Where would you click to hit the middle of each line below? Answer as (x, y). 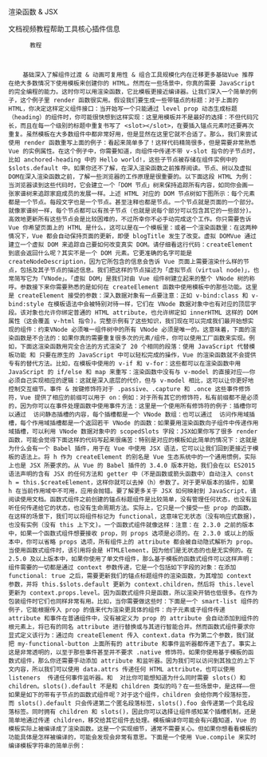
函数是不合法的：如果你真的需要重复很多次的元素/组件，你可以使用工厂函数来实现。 (132, 338)
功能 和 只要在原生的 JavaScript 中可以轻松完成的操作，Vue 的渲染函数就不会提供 (135, 355)
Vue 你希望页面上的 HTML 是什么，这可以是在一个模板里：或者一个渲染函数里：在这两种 (133, 228)
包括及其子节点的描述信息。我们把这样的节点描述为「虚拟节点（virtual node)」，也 (139, 270)
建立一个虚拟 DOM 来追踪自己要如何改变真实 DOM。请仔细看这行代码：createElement (131, 245)
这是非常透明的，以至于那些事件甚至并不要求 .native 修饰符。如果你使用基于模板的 (128, 652)
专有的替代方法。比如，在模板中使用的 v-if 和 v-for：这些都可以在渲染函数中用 (125, 364)
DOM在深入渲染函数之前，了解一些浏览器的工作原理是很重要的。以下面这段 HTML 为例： (131, 177)
